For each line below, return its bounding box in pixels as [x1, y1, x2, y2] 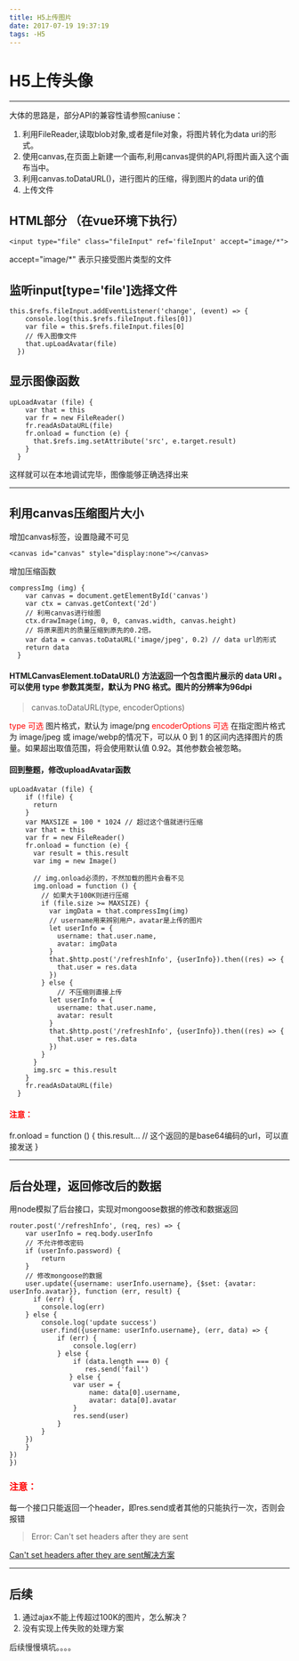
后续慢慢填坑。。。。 [9, 1642, 76, 1653]
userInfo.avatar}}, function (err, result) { [9, 1286, 181, 1295]
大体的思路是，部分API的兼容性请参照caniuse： [9, 110, 183, 121]
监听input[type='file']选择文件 [9, 282, 178, 298]
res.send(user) [72, 1411, 129, 1420]
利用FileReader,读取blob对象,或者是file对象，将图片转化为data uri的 [21, 129, 270, 140]
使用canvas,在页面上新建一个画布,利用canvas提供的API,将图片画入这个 [21, 151, 282, 162]
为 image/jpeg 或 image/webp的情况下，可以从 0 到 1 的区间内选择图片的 [9, 731, 276, 742]
